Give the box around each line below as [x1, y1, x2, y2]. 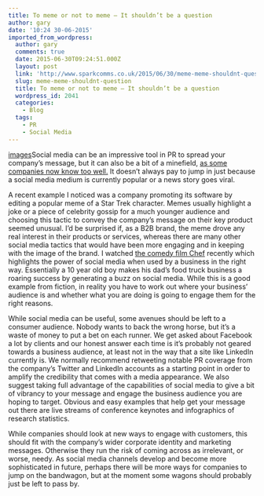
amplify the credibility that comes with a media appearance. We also [8, 372, 229, 381]
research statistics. [8, 414, 70, 423]
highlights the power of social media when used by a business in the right [8, 257, 247, 266]
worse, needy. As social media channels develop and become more [8, 454, 227, 463]
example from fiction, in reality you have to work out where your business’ [8, 282, 248, 291]
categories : [15, 99, 55, 107]
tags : [15, 114, 34, 122]
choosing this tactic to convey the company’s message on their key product [8, 215, 253, 224]
